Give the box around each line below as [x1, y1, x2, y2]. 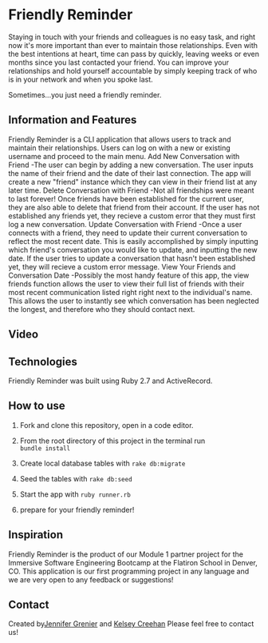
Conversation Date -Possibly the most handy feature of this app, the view [8, 270, 250, 280]
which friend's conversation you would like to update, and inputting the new [8, 245, 258, 254]
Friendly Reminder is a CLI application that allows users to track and [8, 134, 231, 144]
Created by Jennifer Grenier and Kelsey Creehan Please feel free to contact [8, 619, 254, 629]
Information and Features [8, 114, 137, 127]
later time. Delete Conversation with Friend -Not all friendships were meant [8, 186, 254, 195]
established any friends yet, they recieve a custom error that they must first [8, 210, 256, 221]
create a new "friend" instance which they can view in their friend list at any [8, 177, 258, 186]
